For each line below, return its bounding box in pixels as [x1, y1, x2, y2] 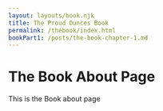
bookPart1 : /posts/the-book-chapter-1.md [8, 33, 149, 42]
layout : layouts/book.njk [8, 11, 94, 20]
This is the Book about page [8, 94, 101, 104]
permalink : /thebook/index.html [8, 26, 116, 34]
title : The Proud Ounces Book [8, 19, 109, 27]
